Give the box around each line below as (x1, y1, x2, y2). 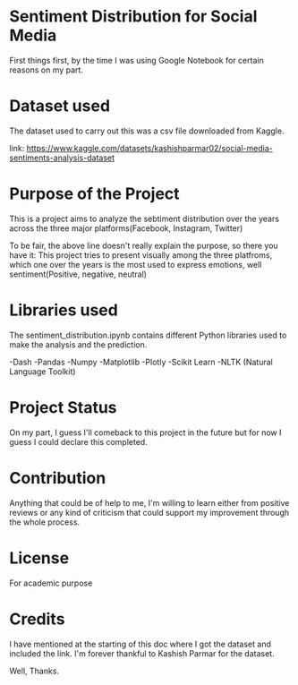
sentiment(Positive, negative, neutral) (9, 269, 148, 279)
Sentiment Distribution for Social (9, 6, 258, 27)
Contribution (9, 467, 106, 488)
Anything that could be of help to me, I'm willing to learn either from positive (9, 497, 290, 508)
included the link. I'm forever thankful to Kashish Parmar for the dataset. (9, 647, 275, 659)
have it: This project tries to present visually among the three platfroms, (9, 249, 273, 261)
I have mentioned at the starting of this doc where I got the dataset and (9, 638, 271, 649)
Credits (9, 609, 65, 629)
